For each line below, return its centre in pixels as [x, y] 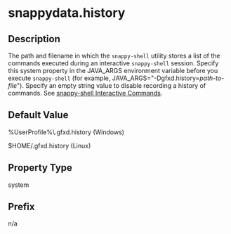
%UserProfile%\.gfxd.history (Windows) [66, 132]
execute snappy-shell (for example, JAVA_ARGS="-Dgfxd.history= [104, 78]
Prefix [21, 207]
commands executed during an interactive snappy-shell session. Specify [113, 63]
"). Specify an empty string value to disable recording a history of [112, 85]
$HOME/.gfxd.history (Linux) [49, 145]
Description [34, 39]
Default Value [38, 115]
